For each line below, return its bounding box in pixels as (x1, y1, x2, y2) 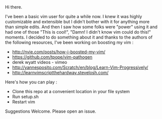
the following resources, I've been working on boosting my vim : (5, 40, 134, 45)
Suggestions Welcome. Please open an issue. (5, 108, 96, 114)
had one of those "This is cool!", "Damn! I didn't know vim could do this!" (5, 29, 151, 35)
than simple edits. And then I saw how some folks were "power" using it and (5, 24, 158, 30)
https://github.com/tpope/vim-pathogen (12, 54, 92, 60)
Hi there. (5, 4, 22, 10)
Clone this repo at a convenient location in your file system (12, 89, 130, 94)
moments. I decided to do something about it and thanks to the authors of (5, 34, 153, 40)
